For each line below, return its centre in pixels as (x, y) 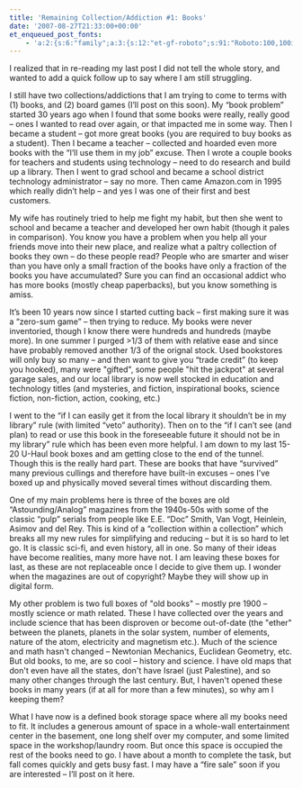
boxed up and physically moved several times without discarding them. (141, 483)
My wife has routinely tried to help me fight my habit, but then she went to (146, 218)
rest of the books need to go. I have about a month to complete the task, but (151, 755)
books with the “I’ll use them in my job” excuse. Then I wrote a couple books (151, 153)
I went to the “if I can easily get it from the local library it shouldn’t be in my (148, 416)
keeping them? (37, 700)
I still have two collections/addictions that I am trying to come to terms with (148, 95)
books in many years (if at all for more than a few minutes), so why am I (142, 690)
